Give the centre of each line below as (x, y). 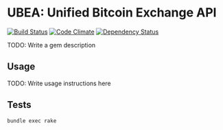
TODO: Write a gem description (51, 45)
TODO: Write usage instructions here (59, 83)
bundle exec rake (32, 121)
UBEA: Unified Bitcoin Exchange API (112, 13)
